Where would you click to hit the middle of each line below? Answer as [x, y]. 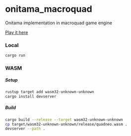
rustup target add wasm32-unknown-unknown [50, 92]
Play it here [17, 32]
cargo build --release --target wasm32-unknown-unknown [64, 120]
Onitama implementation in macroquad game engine [59, 23]
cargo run [15, 55]
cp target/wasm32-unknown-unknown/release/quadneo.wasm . [66, 124]
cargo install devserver [31, 96]
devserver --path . [25, 129]
